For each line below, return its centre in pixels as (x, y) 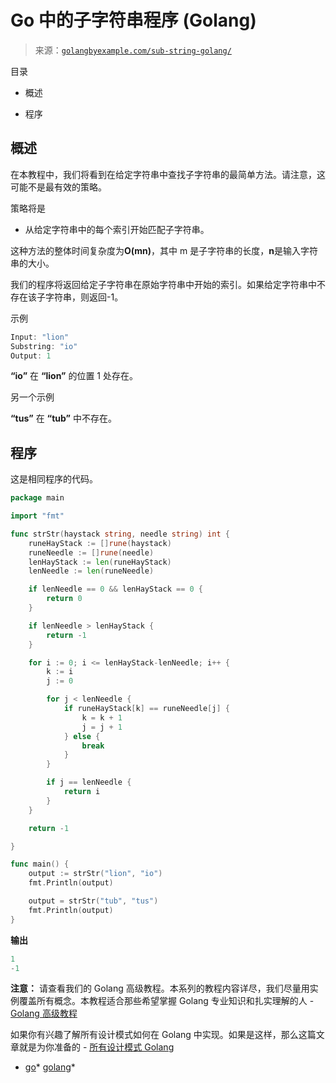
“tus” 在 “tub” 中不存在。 (63, 418)
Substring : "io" (44, 346)
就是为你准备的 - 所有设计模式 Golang (96, 1047)
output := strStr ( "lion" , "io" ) (95, 874)
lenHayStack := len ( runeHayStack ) (100, 562)
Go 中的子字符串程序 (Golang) (133, 20)
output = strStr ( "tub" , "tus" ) (93, 901)
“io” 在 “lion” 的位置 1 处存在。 (74, 376)
